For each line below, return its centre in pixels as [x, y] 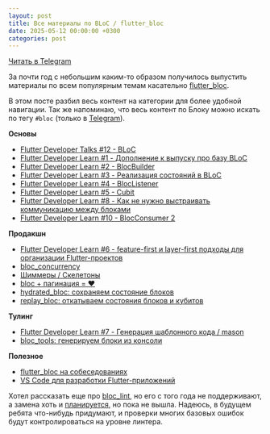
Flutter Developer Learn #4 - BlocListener [89, 184]
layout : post [30, 16]
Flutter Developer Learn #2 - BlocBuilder [87, 167]
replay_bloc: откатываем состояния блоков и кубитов [112, 301]
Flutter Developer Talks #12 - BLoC [78, 149]
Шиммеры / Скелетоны [60, 275]
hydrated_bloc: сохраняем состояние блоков [97, 292]
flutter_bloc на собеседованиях [73, 372]
